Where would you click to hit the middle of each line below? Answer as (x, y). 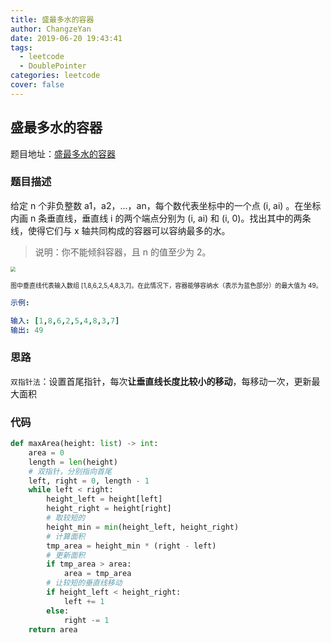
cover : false (37, 85)
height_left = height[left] (104, 499)
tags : (21, 47)
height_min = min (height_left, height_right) (143, 527)
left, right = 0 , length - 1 (89, 481)
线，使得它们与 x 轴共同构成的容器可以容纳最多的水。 (120, 230)
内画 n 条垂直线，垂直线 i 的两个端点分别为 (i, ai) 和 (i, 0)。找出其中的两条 (161, 218)
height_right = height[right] (109, 509)
